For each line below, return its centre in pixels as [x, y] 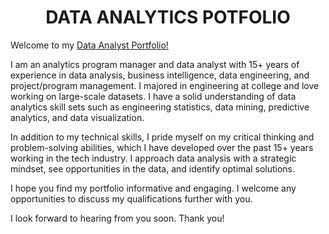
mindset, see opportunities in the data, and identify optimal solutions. [153, 168]
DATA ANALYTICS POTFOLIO [168, 17]
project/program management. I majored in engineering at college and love [165, 85]
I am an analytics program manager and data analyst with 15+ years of [155, 64]
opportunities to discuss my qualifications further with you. [131, 198]
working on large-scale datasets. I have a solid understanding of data [153, 96]
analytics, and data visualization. [77, 117]
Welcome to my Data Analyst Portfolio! [89, 45]
